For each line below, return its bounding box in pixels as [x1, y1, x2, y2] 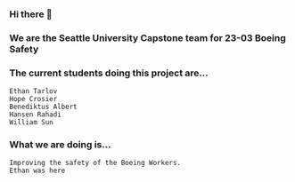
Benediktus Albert [9, 102, 78, 112]
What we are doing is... [9, 138, 111, 151]
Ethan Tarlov [9, 87, 58, 96]
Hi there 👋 [9, 8, 53, 20]
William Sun [9, 118, 53, 127]
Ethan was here [9, 166, 66, 176]
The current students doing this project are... [9, 67, 209, 79]
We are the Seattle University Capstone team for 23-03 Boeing [9, 31, 287, 44]
